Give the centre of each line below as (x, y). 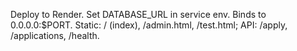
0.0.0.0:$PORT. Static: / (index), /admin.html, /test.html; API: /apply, (149, 25)
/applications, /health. (55, 35)
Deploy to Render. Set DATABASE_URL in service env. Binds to (138, 14)
